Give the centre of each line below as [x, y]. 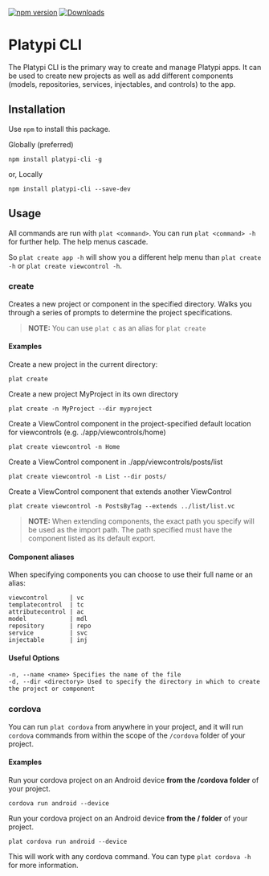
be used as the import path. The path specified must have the [130, 530]
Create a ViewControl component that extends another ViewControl [120, 491]
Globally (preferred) [41, 144]
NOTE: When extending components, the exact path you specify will [141, 521]
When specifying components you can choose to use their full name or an [130, 574]
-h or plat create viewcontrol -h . [65, 265]
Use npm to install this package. [59, 129]
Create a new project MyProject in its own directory [94, 394]
